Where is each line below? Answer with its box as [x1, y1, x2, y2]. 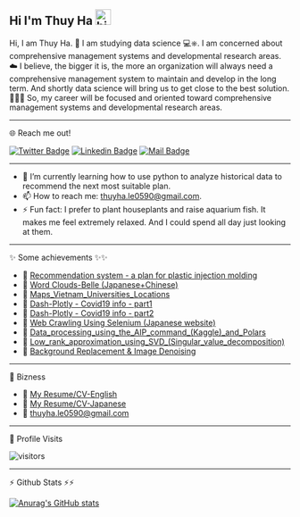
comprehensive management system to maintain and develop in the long [9, 73, 277, 84]
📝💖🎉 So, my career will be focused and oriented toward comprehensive [9, 92, 272, 103]
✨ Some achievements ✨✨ [9, 252, 108, 263]
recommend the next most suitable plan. [21, 180, 171, 191]
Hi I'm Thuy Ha [9, 13, 94, 29]
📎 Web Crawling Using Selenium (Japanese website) [21, 317, 216, 328]
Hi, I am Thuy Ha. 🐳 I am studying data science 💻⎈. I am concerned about [9, 38, 283, 48]
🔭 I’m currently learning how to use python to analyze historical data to [21, 171, 283, 181]
